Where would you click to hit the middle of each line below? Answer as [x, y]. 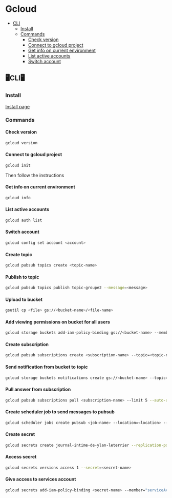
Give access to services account [41, 479]
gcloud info [18, 198]
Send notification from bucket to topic [47, 367]
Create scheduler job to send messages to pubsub [60, 412]
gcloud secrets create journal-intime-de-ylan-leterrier [67, 445]
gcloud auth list [24, 220]
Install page [17, 106]
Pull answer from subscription [38, 389]
